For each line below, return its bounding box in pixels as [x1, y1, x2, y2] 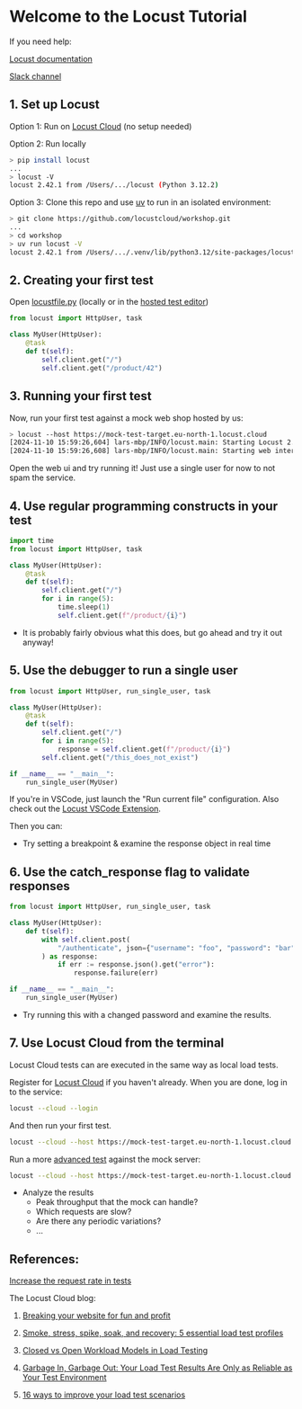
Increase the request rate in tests [9, 1275, 132, 1287]
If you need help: [9, 36, 72, 47]
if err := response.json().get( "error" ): [57, 960, 216, 969]
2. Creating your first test [9, 272, 155, 289]
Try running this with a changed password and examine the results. [22, 1009, 272, 1020]
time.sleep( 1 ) [57, 602, 111, 612]
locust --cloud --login [9, 1103, 99, 1112]
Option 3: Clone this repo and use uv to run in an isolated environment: [9, 197, 271, 208]
